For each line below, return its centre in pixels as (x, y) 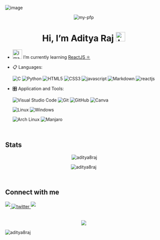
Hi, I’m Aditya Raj (78, 39)
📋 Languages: (27, 67)
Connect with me (32, 192)
